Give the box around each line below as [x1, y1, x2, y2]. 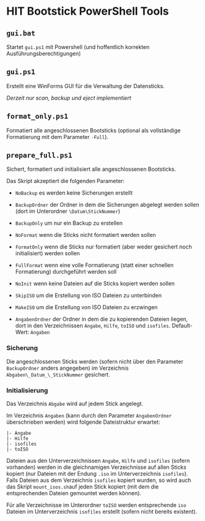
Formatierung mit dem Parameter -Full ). [6, 133, 109, 140]
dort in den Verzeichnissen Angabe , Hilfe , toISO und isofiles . [15, 322, 171, 329]
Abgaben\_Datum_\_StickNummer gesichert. [6, 370, 110, 378]
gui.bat [6, 29, 35, 37]
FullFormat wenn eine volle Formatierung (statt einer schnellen [15, 261, 174, 269]
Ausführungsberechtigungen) [6, 50, 81, 57]
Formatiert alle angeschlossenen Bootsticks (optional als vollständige [6, 127, 181, 134]
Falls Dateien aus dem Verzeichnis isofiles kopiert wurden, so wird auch [6, 476, 192, 484]
